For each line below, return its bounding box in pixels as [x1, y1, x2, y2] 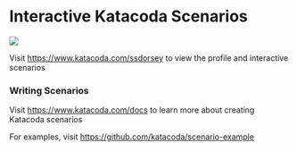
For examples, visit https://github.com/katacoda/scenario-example [9, 131, 254, 142]
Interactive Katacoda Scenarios [9, 6, 248, 27]
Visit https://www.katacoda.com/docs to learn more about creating [9, 105, 255, 115]
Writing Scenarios [9, 84, 89, 96]
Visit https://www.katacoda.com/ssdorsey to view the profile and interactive [9, 52, 289, 63]
